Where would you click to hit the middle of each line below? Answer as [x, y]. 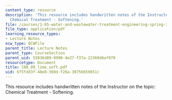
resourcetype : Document [31, 63]
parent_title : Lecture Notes [36, 48]
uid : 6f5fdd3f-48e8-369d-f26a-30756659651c [52, 72]
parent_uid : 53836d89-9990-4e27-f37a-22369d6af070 [60, 58]
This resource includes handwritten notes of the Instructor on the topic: [81, 87]
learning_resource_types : [33, 34]
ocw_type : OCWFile [25, 44]
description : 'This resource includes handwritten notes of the [75, 15]
